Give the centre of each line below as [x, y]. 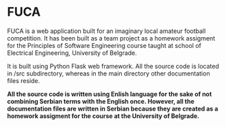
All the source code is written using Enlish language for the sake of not [110, 94]
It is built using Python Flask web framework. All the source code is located [113, 66]
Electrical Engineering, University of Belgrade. [72, 53]
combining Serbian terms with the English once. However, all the [101, 101]
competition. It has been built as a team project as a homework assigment [111, 38]
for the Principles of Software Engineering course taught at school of [104, 45]
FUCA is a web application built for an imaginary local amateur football [106, 31]
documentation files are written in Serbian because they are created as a [113, 108]
